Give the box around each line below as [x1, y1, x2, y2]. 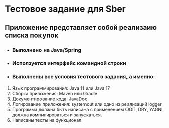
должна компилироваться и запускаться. [12, 112, 102, 118]
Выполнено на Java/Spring [12, 46, 82, 53]
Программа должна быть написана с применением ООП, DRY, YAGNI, [12, 106, 164, 112]
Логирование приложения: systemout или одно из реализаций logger [12, 101, 162, 107]
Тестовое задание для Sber [5, 3, 126, 15]
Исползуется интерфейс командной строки [12, 60, 127, 67]
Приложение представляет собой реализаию [5, 23, 157, 32]
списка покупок [5, 31, 59, 39]
